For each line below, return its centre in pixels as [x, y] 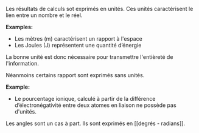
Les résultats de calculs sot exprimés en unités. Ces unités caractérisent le [100, 9]
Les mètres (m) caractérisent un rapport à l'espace [78, 39]
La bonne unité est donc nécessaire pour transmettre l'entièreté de [89, 57]
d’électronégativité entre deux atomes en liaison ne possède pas [96, 105]
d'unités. [26, 111]
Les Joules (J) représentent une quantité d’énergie [78, 45]
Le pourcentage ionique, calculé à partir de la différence [85, 99]
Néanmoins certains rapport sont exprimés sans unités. [75, 75]
